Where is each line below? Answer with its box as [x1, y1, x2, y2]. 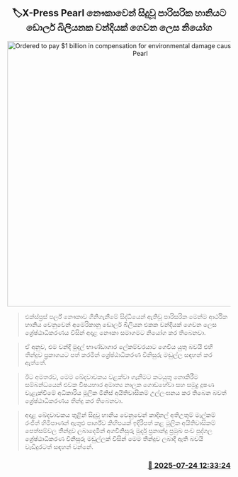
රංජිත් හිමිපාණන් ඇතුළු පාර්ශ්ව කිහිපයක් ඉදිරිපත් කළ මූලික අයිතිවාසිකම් [24, 418, 216, 427]
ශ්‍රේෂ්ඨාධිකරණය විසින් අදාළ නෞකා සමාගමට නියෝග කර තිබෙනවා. [24, 328, 207, 336]
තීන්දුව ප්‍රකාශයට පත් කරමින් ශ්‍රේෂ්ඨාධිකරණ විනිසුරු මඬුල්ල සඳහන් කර [24, 350, 212, 359]
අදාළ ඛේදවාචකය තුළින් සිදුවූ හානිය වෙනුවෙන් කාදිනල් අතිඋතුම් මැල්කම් [24, 410, 216, 419]
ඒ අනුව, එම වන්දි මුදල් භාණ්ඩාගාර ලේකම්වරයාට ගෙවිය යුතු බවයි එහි [24, 342, 213, 350]
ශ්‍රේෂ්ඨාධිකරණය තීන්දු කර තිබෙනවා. [24, 396, 123, 405]
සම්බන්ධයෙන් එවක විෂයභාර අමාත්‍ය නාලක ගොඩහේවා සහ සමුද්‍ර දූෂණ [24, 380, 215, 389]
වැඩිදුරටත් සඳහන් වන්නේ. [24, 442, 94, 451]
